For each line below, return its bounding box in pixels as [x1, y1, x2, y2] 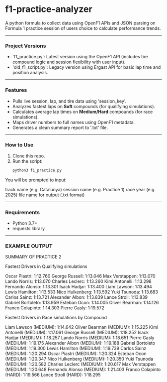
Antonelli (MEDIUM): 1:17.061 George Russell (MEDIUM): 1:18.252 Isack [5, 330, 149, 336]
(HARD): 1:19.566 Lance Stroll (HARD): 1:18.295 [5, 372, 101, 378]
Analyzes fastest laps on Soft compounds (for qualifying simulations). [12, 103, 156, 109]
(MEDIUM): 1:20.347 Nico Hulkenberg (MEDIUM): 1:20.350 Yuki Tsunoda [5, 356, 153, 362]
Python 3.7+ [12, 220, 38, 226]
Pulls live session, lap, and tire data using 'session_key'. [12, 98, 127, 104]
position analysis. [12, 70, 48, 76]
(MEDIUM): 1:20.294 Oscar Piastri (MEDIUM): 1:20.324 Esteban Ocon [5, 351, 147, 357]
